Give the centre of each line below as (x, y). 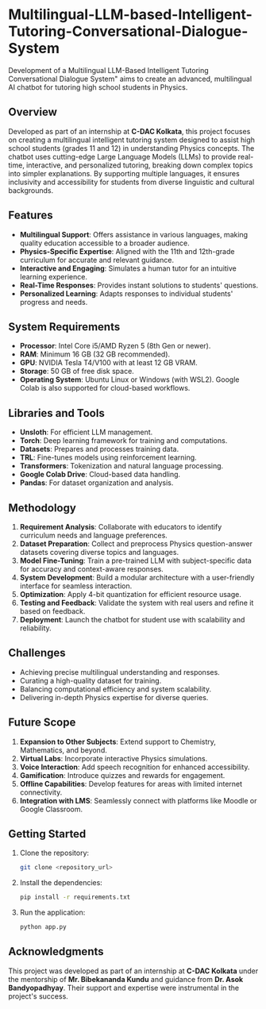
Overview (33, 112)
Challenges (37, 653)
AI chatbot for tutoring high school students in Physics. (98, 87)
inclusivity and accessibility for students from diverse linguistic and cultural (131, 182)
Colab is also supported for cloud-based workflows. (105, 388)
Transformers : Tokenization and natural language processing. (121, 466)
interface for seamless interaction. (76, 586)
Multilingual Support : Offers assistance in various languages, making (134, 234)
